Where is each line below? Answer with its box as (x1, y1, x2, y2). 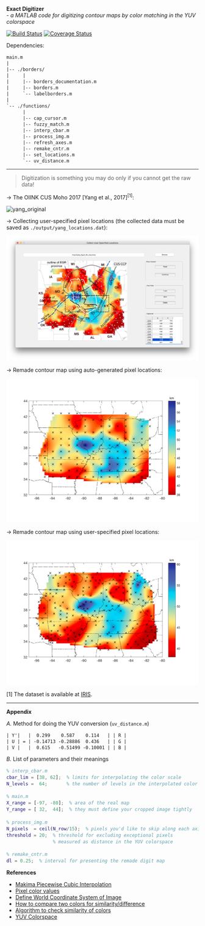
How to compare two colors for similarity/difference (15, 900, 145, 908)
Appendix (6, 708, 32, 715)
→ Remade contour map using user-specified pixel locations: (6, 529, 160, 536)
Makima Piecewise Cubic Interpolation (15, 881, 112, 888)
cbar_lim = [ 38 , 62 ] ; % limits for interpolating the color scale (6, 774, 182, 780)
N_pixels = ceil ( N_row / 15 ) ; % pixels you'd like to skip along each (6, 825, 190, 832)
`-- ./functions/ (6, 103, 51, 109)
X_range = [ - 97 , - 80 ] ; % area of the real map (6, 800, 130, 807)
